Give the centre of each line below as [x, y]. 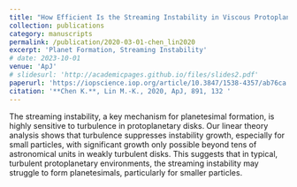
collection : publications [57, 26]
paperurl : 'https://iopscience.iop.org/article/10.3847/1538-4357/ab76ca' [150, 83]
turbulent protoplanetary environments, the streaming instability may [134, 163]
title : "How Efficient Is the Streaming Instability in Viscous [130, 17]
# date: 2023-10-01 [45, 58]
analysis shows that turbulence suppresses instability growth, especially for [147, 135]
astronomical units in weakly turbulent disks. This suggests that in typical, [144, 153]
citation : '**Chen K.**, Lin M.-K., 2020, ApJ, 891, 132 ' [120, 91]
